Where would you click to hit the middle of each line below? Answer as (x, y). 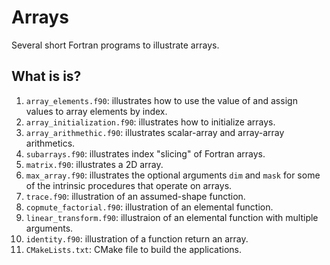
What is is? (46, 76)
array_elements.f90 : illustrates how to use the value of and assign (161, 100)
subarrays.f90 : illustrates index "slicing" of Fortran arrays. (145, 153)
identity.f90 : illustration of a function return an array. (137, 238)
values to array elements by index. (96, 111)
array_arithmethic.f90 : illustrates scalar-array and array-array (155, 132)
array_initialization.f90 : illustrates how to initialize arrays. (150, 122)
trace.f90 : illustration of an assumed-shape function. (135, 196)
